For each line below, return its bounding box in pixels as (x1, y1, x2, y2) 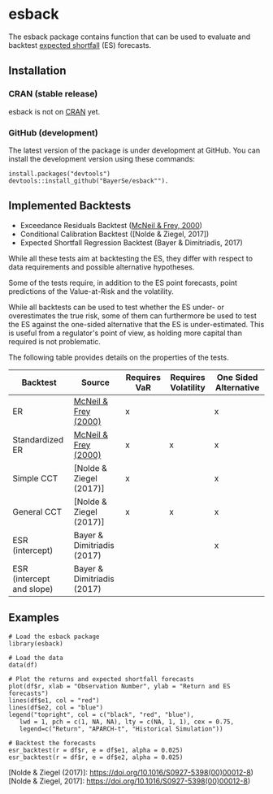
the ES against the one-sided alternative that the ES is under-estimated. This (8, 319, 265, 329)
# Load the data (8, 654, 63, 662)
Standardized (12, 434, 63, 445)
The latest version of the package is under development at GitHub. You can (8, 145, 261, 155)
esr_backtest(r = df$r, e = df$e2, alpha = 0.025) (8, 753, 184, 762)
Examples (8, 611, 59, 625)
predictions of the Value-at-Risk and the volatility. (8, 286, 175, 296)
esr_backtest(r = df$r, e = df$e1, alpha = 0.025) (8, 746, 184, 754)
